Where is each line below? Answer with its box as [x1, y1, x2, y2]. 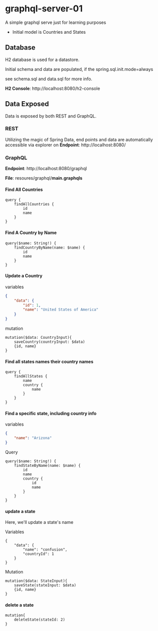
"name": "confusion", [23, 547, 68, 552]
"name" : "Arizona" [14, 436, 52, 441]
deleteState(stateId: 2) [14, 617, 65, 623]
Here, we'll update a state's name [5, 519, 73, 525]
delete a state [5, 602, 34, 608]
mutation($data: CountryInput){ [5, 335, 72, 340]
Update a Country [5, 273, 43, 279]
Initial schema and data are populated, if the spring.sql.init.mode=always [5, 66, 154, 72]
